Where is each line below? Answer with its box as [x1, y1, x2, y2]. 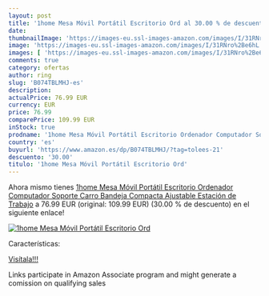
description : [8, 86, 52, 94]
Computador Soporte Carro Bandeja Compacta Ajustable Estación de [8, 191, 237, 201]
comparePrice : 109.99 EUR [8, 116, 94, 124]
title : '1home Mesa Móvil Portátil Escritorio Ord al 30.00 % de [8, 19, 231, 27]
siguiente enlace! [8, 208, 65, 218]
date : [8, 26, 26, 34]
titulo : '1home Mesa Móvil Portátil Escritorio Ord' [8, 161, 188, 169]
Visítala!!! [8, 254, 38, 264]
